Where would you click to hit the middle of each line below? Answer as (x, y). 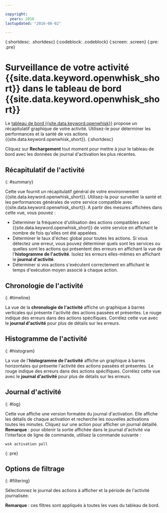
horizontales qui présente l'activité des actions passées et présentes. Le (79, 366)
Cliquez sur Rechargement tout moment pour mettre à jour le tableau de (80, 149)
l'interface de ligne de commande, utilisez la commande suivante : (73, 435)
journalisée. (17, 496)
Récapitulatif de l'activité (45, 170)
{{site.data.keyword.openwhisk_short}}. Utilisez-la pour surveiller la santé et (83, 197)
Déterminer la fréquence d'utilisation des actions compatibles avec (81, 223)
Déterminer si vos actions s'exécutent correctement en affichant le (81, 265)
